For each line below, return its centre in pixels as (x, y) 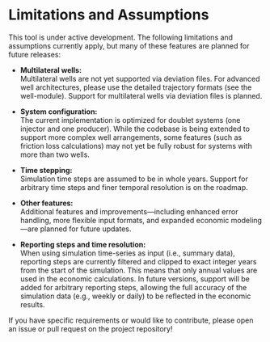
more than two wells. (55, 154)
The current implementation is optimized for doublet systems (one (130, 120)
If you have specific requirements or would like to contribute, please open (131, 320)
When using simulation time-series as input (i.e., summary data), (128, 253)
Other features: (46, 203)
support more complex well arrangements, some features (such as (131, 137)
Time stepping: (46, 170)
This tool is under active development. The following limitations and (120, 37)
